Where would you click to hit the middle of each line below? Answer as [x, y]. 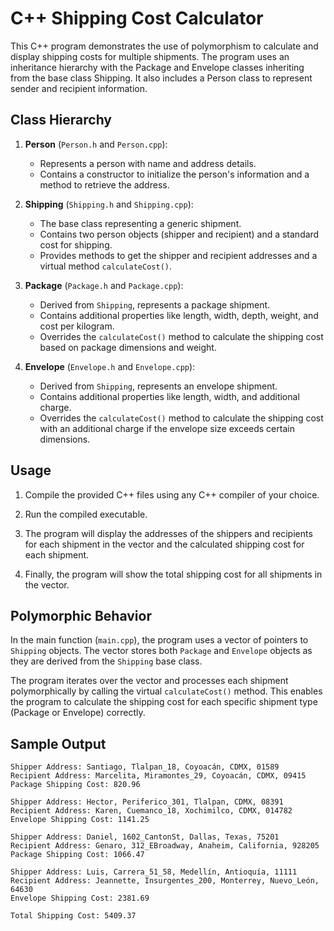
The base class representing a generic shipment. [140, 223]
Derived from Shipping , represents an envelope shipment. [158, 386]
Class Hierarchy [61, 120]
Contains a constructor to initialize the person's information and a [174, 174]
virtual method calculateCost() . [106, 266]
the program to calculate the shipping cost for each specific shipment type [164, 702]
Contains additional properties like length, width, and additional [169, 396]
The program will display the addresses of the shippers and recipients [168, 533]
